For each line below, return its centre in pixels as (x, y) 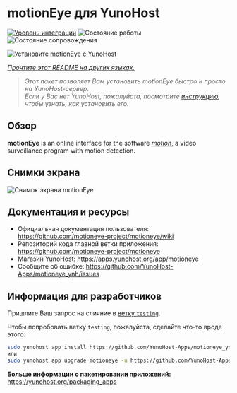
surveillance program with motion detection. (72, 151)
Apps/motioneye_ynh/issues (59, 274)
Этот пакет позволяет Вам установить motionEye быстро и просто (125, 81)
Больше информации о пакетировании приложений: (89, 374)
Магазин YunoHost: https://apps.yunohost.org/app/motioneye (108, 259)
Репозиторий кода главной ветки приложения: (88, 244)
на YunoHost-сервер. (57, 88)
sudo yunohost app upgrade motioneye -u (68, 360)
